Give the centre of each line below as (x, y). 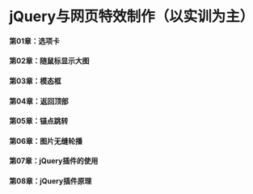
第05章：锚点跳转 (39, 121)
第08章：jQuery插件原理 (51, 181)
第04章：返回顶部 (39, 101)
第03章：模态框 (35, 81)
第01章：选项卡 (34, 40)
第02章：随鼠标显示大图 (49, 61)
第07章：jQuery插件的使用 (54, 161)
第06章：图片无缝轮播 (46, 141)
